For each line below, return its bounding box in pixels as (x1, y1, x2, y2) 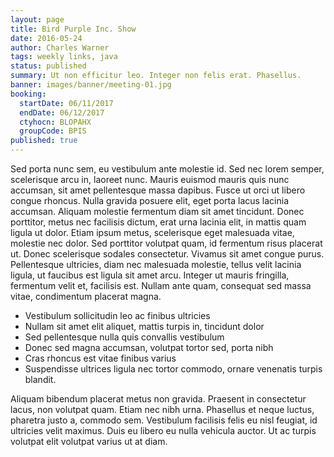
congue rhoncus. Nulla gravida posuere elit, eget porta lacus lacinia (10, 195, 290, 206)
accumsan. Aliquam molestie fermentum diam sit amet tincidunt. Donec (10, 206, 305, 217)
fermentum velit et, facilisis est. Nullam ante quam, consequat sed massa (10, 280, 312, 291)
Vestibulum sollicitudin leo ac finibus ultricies (24, 310, 211, 321)
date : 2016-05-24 (10, 33, 83, 43)
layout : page (10, 14, 65, 25)
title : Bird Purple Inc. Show (10, 24, 137, 34)
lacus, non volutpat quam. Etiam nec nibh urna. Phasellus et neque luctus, (10, 404, 315, 415)
